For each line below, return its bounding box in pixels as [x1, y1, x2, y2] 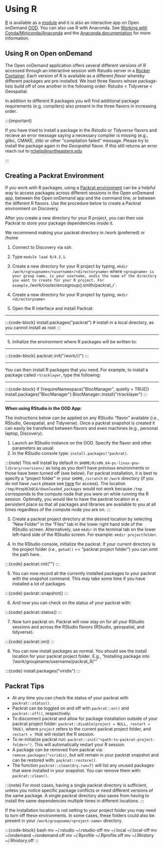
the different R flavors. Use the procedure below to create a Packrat [5, 200, 142, 206]
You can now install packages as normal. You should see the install [12, 648, 147, 654]
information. [5, 35, 30, 41]
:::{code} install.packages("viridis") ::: [5, 668, 81, 673]
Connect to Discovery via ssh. [12, 244, 73, 250]
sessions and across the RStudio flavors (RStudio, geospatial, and [12, 624, 145, 629]
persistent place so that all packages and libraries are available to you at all [5, 501, 156, 507]
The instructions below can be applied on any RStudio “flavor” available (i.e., [5, 415, 159, 421]
